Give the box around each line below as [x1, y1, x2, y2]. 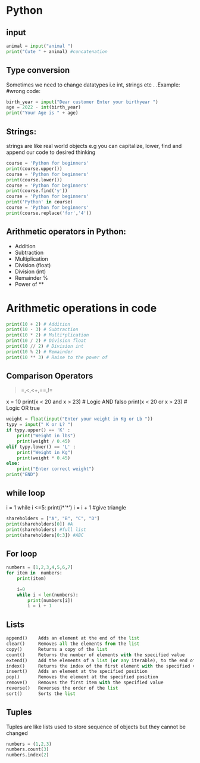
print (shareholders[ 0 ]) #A [6, 521, 73, 527]
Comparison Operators [6, 371, 93, 381]
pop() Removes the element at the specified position [6, 674, 159, 680]
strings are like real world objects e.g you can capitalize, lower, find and [6, 143, 182, 149]
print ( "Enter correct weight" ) [17, 466, 95, 472]
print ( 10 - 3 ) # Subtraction [6, 326, 79, 333]
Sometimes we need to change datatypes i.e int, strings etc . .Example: [6, 81, 180, 88]
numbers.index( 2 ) [6, 752, 49, 758]
